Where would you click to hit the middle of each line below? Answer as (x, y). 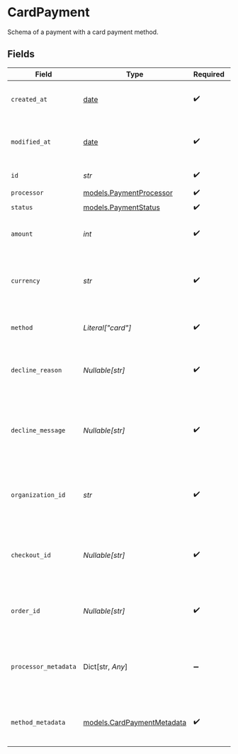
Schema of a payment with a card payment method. (83, 32)
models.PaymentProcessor (128, 193)
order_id (25, 611)
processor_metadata (44, 667)
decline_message (38, 430)
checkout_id (31, 555)
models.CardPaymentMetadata (135, 722)
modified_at (31, 142)
